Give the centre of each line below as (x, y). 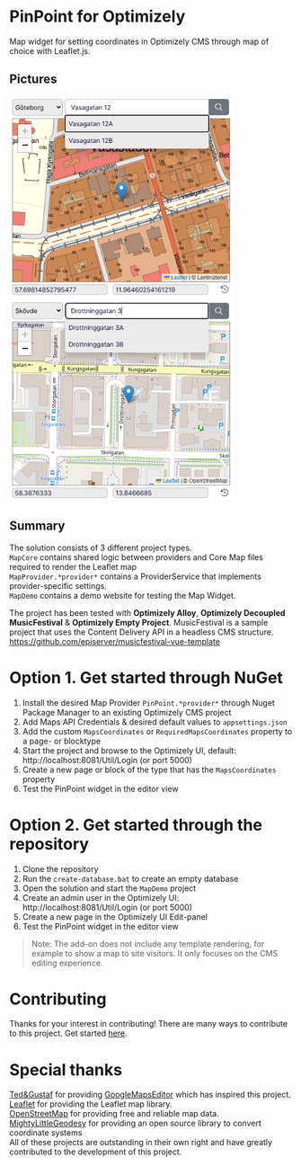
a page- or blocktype (62, 741)
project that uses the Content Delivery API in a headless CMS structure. (142, 632)
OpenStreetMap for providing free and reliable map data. (114, 1114)
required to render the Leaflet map (73, 566)
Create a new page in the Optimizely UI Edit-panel (115, 917)
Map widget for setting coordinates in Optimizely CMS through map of (139, 41)
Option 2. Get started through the (136, 825)
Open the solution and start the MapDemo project (109, 888)
